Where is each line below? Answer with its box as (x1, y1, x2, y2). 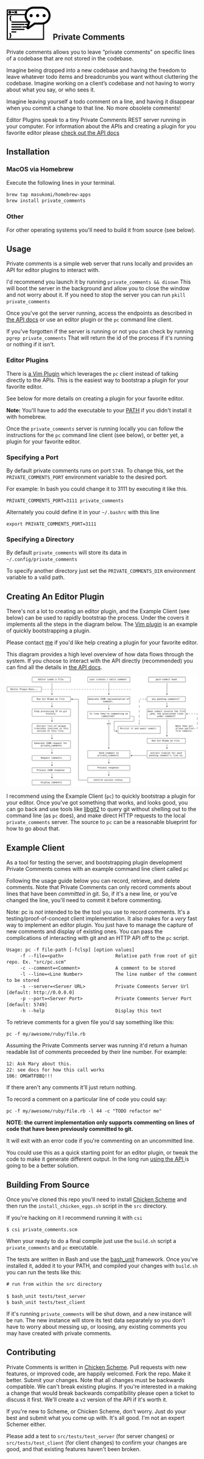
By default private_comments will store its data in (6, 549, 127, 556)
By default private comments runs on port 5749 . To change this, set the (6, 467, 184, 474)
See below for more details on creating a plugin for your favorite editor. (6, 395, 185, 402)
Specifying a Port (6, 453, 59, 461)
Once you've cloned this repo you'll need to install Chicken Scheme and (6, 1196, 187, 1203)
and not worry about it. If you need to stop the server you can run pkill (6, 291, 186, 299)
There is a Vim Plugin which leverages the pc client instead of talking (6, 370, 178, 377)
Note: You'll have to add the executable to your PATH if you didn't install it (6, 406, 192, 414)
